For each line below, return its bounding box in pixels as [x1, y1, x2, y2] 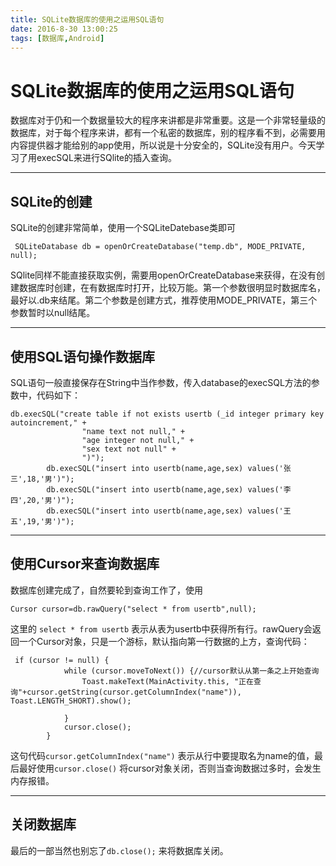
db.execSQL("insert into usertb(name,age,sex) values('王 [46, 506, 292, 516]
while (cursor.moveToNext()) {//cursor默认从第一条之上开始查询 [63, 666, 320, 676]
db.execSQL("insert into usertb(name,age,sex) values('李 [46, 484, 292, 495]
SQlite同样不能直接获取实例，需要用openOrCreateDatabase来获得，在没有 [10, 269, 317, 281]
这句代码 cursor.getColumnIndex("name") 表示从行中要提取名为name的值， [10, 749, 315, 761]
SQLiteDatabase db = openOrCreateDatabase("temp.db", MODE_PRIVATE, [14, 242, 307, 252]
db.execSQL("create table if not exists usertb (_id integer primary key [10, 409, 325, 419]
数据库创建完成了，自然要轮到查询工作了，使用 [10, 584, 203, 596]
